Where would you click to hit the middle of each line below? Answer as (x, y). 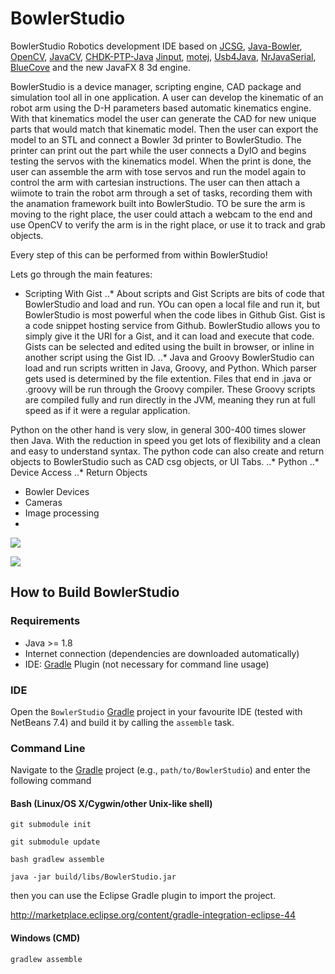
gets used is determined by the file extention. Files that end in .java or (168, 378)
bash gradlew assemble (57, 860)
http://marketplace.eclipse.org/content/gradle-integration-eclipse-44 (153, 915)
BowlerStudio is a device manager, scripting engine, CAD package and (156, 86)
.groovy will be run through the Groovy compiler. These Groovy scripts (170, 389)
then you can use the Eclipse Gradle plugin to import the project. (143, 896)
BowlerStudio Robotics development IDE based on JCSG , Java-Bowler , (156, 46)
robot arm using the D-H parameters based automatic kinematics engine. (161, 108)
